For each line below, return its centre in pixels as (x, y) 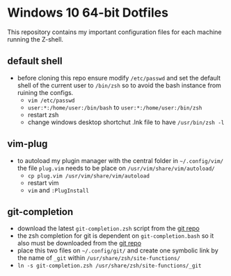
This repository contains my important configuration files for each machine (114, 32)
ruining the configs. (45, 92)
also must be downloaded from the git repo (79, 243)
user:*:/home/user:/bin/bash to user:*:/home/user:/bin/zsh (115, 107)
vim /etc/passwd (51, 101)
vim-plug (27, 144)
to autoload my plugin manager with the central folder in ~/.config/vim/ (120, 160)
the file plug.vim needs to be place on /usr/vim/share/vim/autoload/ (116, 168)
